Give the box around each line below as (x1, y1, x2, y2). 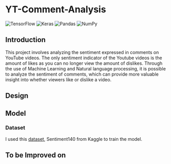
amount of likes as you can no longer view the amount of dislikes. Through (5, 60, 163, 66)
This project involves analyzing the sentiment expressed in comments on (5, 49, 159, 55)
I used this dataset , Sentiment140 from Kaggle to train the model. (5, 136, 142, 142)
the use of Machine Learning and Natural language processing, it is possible (5, 65, 166, 71)
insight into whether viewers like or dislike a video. (5, 76, 112, 83)
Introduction (5, 35, 46, 44)
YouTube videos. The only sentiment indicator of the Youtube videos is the (5, 54, 162, 61)
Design (5, 92, 29, 100)
